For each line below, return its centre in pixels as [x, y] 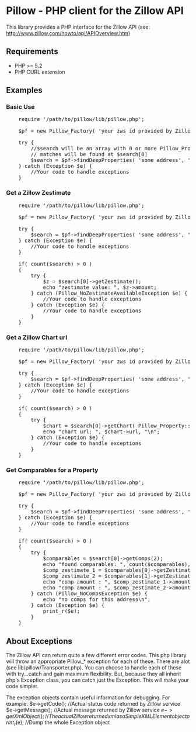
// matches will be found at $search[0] [89, 154]
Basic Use [20, 107]
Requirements [32, 52]
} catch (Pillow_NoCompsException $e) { [89, 594]
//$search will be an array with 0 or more [94, 149]
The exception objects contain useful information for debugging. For [88, 698]
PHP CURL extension [40, 72]
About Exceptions [39, 641]
